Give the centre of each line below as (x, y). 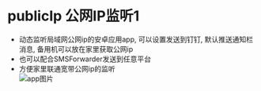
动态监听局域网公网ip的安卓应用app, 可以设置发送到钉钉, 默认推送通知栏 (136, 39)
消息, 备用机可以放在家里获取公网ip (76, 49)
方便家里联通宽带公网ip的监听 (67, 68)
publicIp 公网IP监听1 (74, 16)
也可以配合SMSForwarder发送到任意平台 (85, 59)
